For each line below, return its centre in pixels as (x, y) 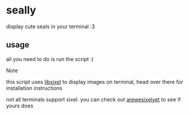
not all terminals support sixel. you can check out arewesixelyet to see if (94, 99)
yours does (20, 106)
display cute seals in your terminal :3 (51, 26)
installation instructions (34, 88)
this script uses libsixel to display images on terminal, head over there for (95, 82)
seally (21, 10)
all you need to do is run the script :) (50, 59)
